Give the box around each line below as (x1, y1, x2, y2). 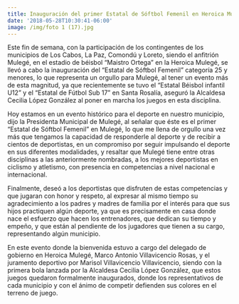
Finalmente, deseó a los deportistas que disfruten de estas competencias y (7, 184, 228, 193)
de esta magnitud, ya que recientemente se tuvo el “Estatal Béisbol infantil (7, 81, 225, 90)
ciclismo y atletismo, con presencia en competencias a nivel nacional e (7, 163, 216, 172)
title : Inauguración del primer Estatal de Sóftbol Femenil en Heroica (7, 10, 224, 18)
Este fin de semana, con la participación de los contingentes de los (7, 43, 204, 52)
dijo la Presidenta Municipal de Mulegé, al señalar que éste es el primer (7, 117, 217, 126)
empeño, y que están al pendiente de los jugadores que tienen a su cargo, (7, 222, 225, 231)
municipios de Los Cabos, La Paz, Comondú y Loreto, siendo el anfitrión (7, 51, 219, 59)
